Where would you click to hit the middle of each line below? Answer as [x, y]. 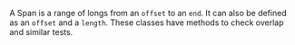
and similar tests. [41, 32]
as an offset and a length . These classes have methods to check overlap [147, 22]
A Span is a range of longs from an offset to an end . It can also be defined [148, 13]
